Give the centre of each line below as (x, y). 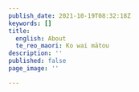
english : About (41, 38)
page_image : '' (34, 69)
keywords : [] (30, 23)
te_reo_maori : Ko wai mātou (63, 46)
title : (19, 31)
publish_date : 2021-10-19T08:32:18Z (69, 16)
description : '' (35, 53)
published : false (37, 61)
